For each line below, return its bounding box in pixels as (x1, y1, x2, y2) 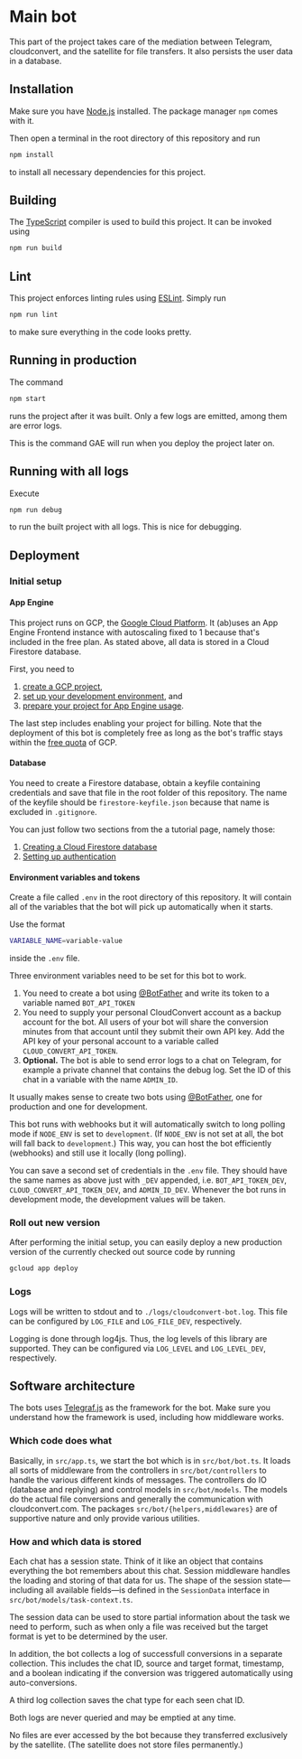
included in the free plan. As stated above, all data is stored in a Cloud (9, 636, 270, 647)
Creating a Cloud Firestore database (22, 842, 158, 853)
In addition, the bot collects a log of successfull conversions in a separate (9, 1649, 283, 1660)
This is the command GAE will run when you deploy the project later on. (9, 437, 275, 448)
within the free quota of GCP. (9, 736, 118, 747)
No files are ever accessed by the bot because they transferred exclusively (9, 1730, 288, 1741)
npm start (9, 394, 47, 403)
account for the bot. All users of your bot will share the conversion (22, 1016, 269, 1027)
